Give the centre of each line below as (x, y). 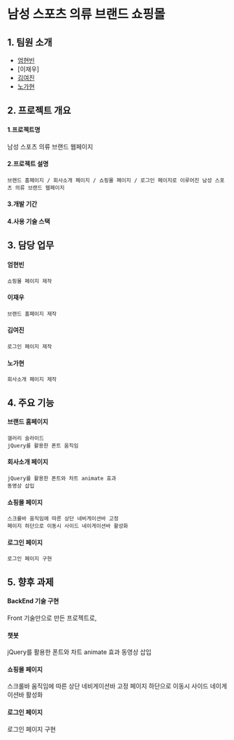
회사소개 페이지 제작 (32, 380)
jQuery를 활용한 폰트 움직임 (43, 445)
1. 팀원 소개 (30, 42)
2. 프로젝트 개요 (39, 111)
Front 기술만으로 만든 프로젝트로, (52, 618)
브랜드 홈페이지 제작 (32, 314)
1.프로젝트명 (24, 129)
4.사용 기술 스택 (29, 221)
